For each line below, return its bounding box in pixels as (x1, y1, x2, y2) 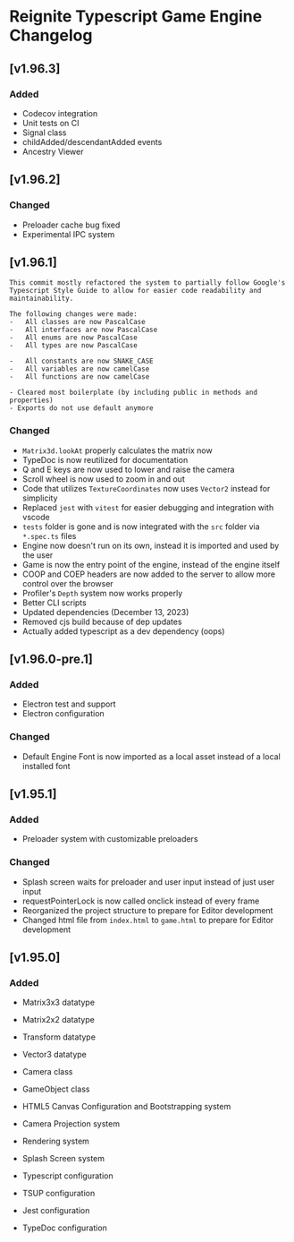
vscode (21, 511, 51, 522)
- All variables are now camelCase (9, 364, 150, 373)
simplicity (21, 493, 58, 503)
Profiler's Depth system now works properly (21, 587, 183, 598)
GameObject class (21, 1084, 90, 1094)
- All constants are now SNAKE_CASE (9, 356, 154, 366)
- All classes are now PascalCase (9, 318, 146, 327)
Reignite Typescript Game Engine (9, 6, 263, 27)
